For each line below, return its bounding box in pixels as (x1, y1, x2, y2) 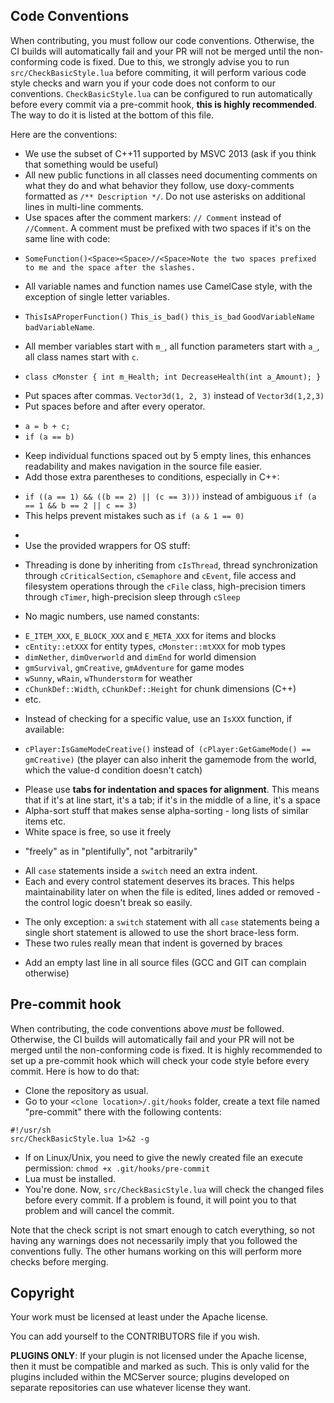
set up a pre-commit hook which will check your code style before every (10, 1054, 310, 1066)
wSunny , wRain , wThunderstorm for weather (24, 672, 193, 684)
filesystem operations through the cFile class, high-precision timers (24, 580, 307, 592)
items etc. (24, 815, 67, 827)
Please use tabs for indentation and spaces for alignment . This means (24, 783, 320, 795)
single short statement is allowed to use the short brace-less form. (24, 926, 300, 938)
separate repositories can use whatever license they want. (10, 1382, 252, 1394)
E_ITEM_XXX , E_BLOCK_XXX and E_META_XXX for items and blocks (24, 629, 277, 641)
